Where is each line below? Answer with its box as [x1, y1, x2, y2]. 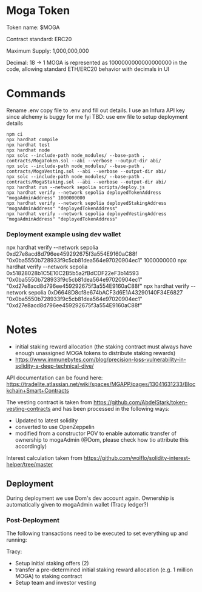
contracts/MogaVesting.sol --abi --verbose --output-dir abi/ [6, 168, 167, 175]
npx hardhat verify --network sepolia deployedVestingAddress [6, 210, 167, 217]
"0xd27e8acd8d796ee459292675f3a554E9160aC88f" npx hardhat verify [6, 282, 190, 290]
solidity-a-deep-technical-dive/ [15, 362, 94, 370]
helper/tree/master [6, 461, 53, 468]
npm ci [6, 131, 23, 137]
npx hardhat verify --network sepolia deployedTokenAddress [6, 189, 162, 196]
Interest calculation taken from [6, 454, 83, 462]
